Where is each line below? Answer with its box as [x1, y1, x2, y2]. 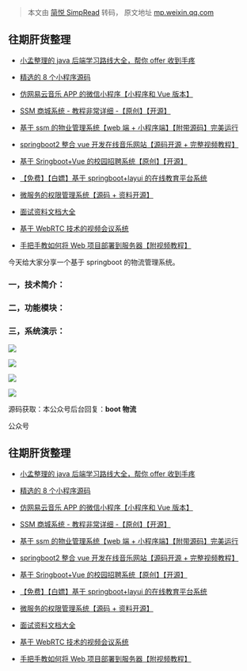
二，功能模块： [8, 302, 66, 313]
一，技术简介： [8, 279, 66, 290]
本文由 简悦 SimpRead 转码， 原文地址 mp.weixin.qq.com [27, 8, 215, 17]
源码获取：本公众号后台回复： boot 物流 [8, 404, 137, 414]
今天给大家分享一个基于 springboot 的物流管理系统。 [8, 257, 180, 267]
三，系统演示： [8, 325, 66, 336]
